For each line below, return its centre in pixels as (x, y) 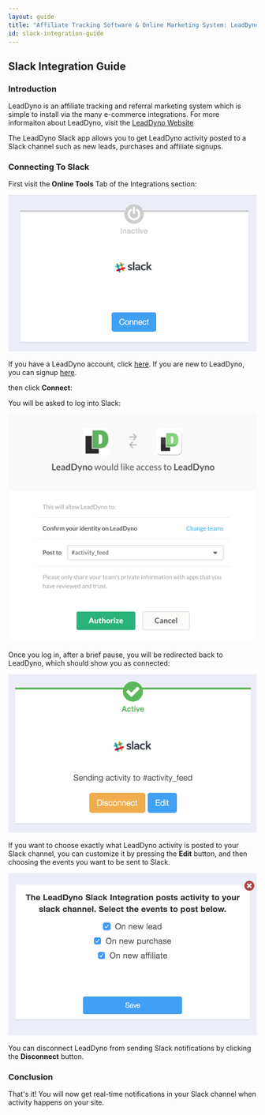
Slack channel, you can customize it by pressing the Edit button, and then (128, 854)
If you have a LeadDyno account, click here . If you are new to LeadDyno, (126, 364)
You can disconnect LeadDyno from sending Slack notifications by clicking (130, 1048)
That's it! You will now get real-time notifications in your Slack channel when (132, 1094)
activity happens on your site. (56, 1102)
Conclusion (31, 1076)
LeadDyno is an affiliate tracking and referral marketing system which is (125, 106)
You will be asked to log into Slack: (65, 403)
